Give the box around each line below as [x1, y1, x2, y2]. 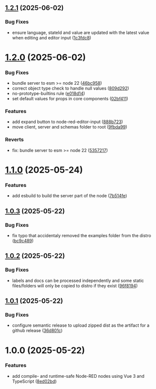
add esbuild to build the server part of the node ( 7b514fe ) [12, 193, 127, 199]
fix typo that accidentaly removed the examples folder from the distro [12, 232, 152, 238]
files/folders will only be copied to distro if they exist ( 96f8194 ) [12, 282, 138, 289]
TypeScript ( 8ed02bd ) [12, 378, 57, 384]
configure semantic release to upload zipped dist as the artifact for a [12, 322, 150, 328]
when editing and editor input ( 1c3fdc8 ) [12, 35, 91, 40]
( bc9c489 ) [12, 238, 34, 243]
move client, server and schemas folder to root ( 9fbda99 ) [12, 124, 127, 130]
